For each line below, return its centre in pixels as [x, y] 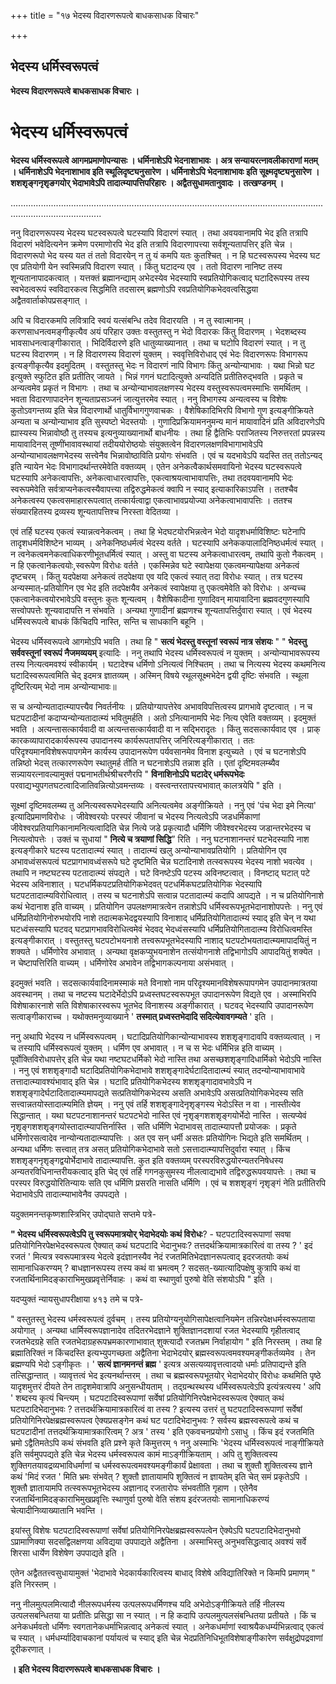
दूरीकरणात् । [31, 1649]
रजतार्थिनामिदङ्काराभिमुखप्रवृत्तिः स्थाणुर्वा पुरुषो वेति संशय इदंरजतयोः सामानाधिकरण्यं [140, 1499]
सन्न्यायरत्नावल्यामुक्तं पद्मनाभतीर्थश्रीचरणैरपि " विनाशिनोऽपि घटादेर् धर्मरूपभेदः [127, 774]
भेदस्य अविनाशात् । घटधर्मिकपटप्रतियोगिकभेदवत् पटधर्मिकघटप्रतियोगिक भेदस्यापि [136, 884]
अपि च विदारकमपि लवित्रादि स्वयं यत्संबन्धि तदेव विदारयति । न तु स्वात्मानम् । [131, 320]
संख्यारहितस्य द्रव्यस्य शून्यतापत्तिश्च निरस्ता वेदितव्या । [95, 511]
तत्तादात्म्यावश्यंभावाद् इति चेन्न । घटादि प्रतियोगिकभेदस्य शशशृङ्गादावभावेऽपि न [131, 1081]
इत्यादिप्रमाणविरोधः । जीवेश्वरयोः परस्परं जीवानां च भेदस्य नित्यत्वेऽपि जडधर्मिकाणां [135, 816]
